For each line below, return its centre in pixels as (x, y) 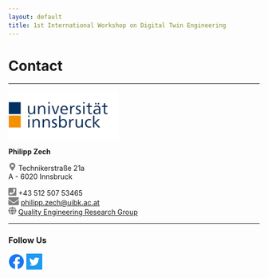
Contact (35, 66)
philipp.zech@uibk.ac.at (60, 203)
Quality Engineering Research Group (78, 212)
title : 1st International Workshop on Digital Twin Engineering (117, 25)
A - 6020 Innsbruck (41, 177)
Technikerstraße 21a (51, 169)
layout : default (35, 17)
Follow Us (28, 240)
